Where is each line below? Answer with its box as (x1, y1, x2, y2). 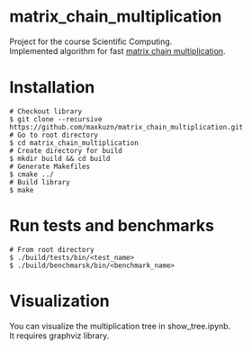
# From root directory (9, 245, 94, 254)
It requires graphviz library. (9, 330, 110, 341)
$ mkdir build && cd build (9, 154, 111, 163)
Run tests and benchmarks (9, 216, 214, 236)
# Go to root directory (9, 130, 99, 139)
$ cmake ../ (9, 169, 54, 179)
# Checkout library (9, 106, 83, 116)
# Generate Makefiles (9, 162, 91, 171)
